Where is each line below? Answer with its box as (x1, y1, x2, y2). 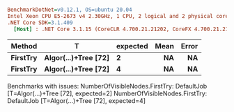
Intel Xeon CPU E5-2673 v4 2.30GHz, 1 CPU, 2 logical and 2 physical (7, 12, 214, 19)
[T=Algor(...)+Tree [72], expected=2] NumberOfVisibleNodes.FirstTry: (7, 89, 208, 97)
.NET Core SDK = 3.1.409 (7, 19, 73, 26)
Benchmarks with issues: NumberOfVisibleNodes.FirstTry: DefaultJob (7, 82, 208, 90)
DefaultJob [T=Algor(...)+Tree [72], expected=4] (7, 96, 146, 104)
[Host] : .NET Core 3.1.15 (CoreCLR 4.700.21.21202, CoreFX (13, 26, 192, 32)
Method (10, 41, 38, 50)
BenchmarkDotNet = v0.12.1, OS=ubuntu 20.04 (7, 6, 132, 13)
